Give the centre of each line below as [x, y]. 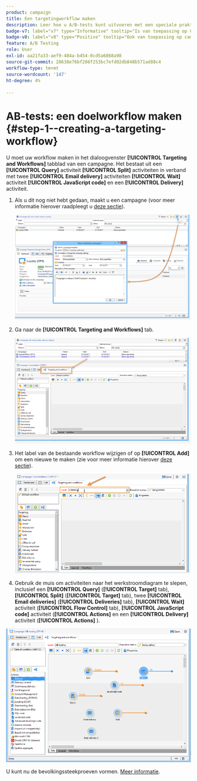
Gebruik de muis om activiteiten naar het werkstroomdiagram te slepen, [101, 583]
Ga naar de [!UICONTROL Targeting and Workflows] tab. [84, 329]
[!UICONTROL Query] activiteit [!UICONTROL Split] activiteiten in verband [96, 170]
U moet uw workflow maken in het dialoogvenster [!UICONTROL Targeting [96, 158]
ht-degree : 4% [23, 80]
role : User [19, 50]
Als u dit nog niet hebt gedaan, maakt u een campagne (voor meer [95, 200]
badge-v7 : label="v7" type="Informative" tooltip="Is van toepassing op [97, 31]
